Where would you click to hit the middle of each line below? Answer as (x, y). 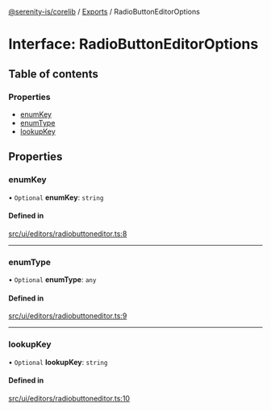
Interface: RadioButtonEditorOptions (133, 44)
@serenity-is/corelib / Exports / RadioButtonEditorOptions (104, 12)
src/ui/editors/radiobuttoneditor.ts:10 (69, 398)
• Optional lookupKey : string (58, 362)
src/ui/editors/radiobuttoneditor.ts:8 (68, 234)
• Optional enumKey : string (56, 197)
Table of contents (53, 74)
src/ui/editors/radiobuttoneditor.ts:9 (68, 316)
